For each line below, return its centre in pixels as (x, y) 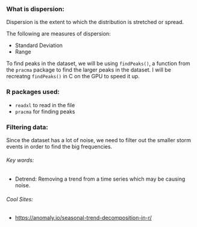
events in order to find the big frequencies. (59, 146)
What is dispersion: (35, 9)
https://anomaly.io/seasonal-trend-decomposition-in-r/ (83, 218)
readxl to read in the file (45, 105)
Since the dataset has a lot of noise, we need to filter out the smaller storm (99, 140)
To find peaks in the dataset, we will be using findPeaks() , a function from (98, 64)
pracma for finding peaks (45, 111)
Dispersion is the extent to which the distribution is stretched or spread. (95, 22)
